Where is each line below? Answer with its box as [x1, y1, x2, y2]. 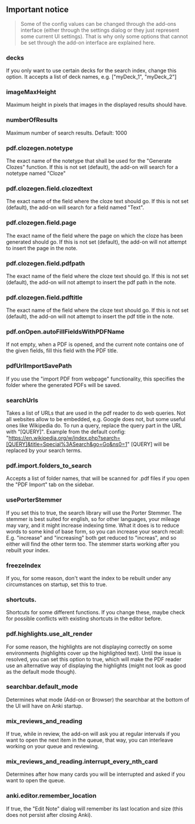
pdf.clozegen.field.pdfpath [6, 259, 85, 267]
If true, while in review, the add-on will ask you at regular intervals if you [6, 731, 180, 738]
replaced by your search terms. [6, 447, 82, 454]
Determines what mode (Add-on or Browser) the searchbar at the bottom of [6, 696, 190, 703]
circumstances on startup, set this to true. [6, 581, 107, 588]
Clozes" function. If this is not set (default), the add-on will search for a [6, 164, 178, 170]
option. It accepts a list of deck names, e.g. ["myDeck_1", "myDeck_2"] [6, 73, 177, 80]
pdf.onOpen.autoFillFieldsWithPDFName [6, 328, 125, 336]
